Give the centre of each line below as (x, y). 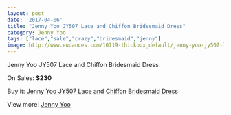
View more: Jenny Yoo (39, 104)
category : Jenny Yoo (37, 33)
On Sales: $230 (30, 78)
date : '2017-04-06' (35, 20)
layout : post (26, 13)
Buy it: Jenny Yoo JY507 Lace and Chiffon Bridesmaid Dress (93, 91)
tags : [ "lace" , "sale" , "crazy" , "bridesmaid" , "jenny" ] (84, 39)
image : (16, 45)
